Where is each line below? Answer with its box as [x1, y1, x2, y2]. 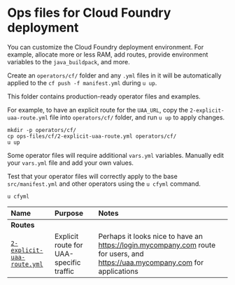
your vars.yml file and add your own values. [7, 159, 134, 167]
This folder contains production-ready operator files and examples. [7, 92, 201, 101]
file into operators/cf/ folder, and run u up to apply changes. [50, 113, 225, 122]
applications [98, 266, 138, 276]
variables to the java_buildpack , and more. [7, 57, 131, 66]
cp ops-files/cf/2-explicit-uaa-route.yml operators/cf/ [7, 133, 177, 140]
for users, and [98, 249, 145, 258]
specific [55, 257, 81, 267]
